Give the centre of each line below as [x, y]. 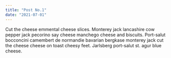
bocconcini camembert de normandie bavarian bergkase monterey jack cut [84, 40]
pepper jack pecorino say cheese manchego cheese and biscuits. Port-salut [86, 35]
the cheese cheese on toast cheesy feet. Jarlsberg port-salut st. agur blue [83, 45]
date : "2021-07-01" [26, 15]
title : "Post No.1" [26, 10]
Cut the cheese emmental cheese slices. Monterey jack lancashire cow [80, 29]
